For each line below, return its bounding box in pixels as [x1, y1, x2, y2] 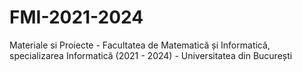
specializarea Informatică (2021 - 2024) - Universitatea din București [9, 49, 293, 61]
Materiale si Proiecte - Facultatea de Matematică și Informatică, [9, 39, 271, 51]
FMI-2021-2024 [9, 6, 144, 29]
